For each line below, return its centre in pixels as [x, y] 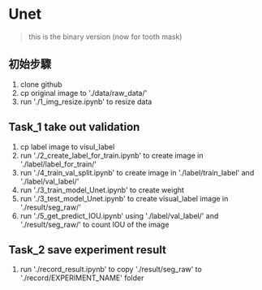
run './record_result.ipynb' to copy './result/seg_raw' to [111, 270]
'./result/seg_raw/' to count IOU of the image [94, 224]
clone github [41, 84]
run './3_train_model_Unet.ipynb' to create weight [102, 190]
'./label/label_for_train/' [58, 164]
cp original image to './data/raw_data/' [84, 93]
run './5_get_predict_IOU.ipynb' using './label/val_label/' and [119, 215]
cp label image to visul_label [67, 146]
